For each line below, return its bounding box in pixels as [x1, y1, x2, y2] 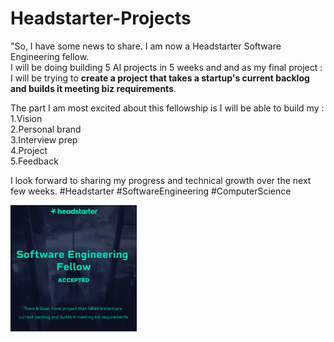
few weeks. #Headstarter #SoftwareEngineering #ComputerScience [10, 185, 292, 197]
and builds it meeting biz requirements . [10, 82, 177, 94]
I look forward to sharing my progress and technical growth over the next [10, 174, 312, 186]
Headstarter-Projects [10, 7, 192, 30]
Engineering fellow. [10, 50, 90, 62]
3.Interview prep [10, 133, 78, 146]
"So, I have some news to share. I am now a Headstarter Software [10, 40, 282, 52]
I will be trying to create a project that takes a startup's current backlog [10, 72, 310, 84]
